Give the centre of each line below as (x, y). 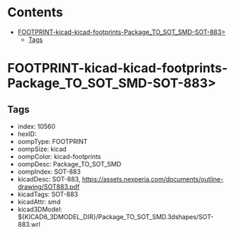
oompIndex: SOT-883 (49, 172)
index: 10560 (36, 126)
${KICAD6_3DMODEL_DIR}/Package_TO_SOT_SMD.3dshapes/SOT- (116, 216)
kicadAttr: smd (39, 201)
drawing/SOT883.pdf (49, 186)
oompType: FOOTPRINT (52, 141)
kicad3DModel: (40, 209)
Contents (35, 12)
